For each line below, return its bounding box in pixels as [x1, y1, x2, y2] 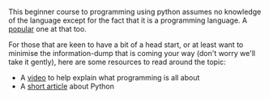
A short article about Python [19, 81, 115, 91]
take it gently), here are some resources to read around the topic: [8, 57, 227, 67]
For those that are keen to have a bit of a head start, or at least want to [8, 40, 244, 49]
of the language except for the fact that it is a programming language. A [8, 15, 248, 25]
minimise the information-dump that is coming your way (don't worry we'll [8, 49, 256, 58]
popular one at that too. [8, 24, 87, 33]
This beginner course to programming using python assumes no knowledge [8, 7, 262, 16]
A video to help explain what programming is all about [19, 73, 200, 82]
